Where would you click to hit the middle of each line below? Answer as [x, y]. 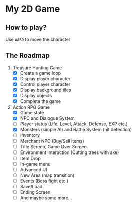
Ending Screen [35, 192]
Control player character [45, 84]
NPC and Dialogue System [47, 118]
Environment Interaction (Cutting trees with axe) [70, 152]
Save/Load [31, 187]
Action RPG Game [31, 107]
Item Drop [30, 158]
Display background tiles [45, 90]
